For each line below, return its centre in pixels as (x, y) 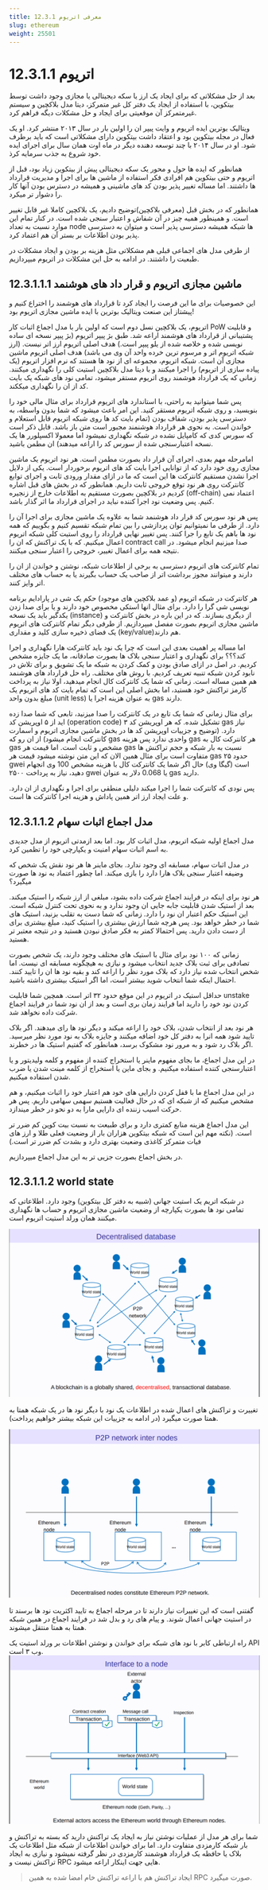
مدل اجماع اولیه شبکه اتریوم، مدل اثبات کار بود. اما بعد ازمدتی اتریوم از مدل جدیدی (132, 840)
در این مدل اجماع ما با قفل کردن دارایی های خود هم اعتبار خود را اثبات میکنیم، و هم (132, 1092)
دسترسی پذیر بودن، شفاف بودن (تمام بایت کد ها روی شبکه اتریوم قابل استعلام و (128, 418)
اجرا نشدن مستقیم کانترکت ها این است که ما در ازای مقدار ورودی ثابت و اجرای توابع (134, 476)
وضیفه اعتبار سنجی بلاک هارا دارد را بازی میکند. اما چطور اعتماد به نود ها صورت (126, 873)
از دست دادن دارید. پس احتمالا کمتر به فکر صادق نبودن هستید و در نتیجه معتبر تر (127, 930)
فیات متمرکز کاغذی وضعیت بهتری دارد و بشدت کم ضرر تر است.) (105, 1141)
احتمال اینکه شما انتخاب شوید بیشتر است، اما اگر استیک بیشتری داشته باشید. (123, 980)
